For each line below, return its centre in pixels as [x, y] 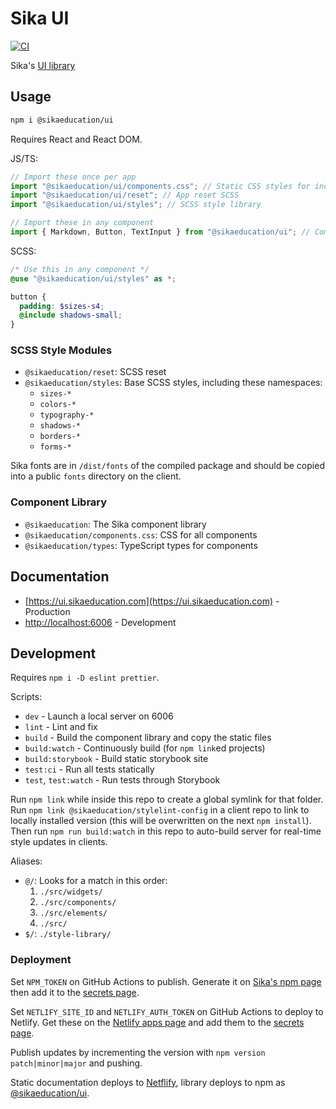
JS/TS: [24, 158]
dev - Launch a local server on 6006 [99, 716]
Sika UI [40, 18]
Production [47, 611]
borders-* [60, 437]
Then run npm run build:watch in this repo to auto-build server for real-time [166, 831]
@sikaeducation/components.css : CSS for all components [141, 534]
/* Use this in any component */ [80, 269]
